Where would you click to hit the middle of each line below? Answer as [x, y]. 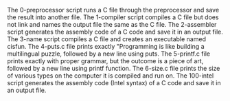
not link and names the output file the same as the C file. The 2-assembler [112, 24]
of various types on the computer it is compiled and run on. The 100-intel [111, 76]
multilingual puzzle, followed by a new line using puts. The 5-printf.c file [109, 54]
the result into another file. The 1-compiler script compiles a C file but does [113, 17]
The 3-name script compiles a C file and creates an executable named [106, 39]
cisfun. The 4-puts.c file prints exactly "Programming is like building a [106, 46]
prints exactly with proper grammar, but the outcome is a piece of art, [105, 61]
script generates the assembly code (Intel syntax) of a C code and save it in [114, 83]
